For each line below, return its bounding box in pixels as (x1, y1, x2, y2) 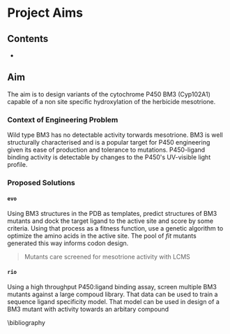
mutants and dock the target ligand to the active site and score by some (7, 217, 214, 225)
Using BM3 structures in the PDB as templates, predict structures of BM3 (7, 210, 217, 218)
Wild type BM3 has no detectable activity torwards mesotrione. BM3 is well (7, 131, 223, 139)
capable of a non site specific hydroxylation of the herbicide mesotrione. (7, 97, 216, 106)
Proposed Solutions (7, 178, 75, 188)
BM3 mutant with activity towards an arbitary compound (7, 305, 169, 314)
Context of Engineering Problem (7, 115, 118, 124)
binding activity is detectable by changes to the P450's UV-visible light (7, 153, 211, 161)
